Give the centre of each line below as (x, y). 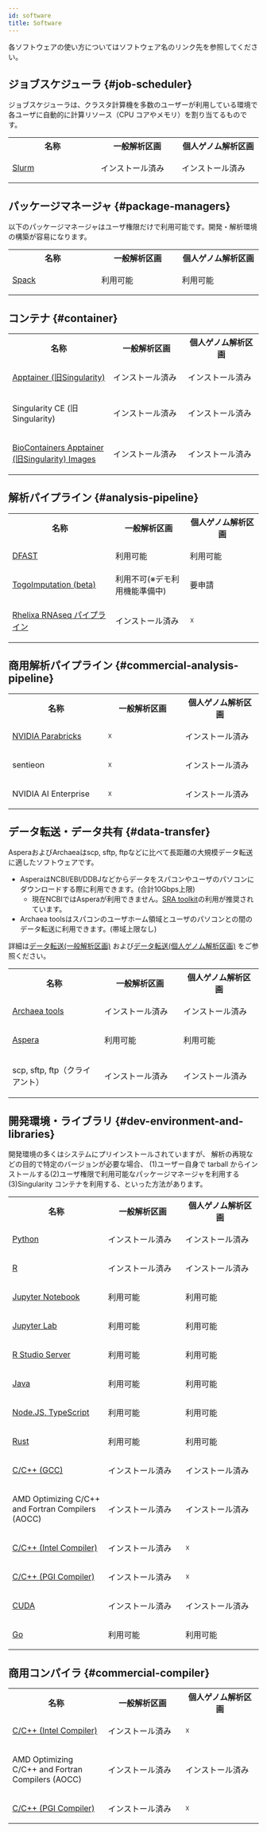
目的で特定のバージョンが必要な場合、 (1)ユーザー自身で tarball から (133, 1164)
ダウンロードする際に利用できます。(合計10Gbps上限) (108, 889)
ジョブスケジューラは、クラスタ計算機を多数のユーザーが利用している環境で (133, 105)
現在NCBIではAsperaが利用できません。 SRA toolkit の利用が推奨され (143, 899)
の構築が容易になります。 (50, 237)
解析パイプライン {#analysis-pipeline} (103, 498)
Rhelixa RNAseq (42, 614)
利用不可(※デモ (143, 579)
